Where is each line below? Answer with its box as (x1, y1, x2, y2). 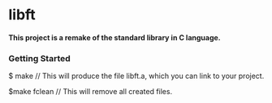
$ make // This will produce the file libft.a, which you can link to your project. (8, 71, 265, 81)
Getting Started (8, 52, 71, 64)
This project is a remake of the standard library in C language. (8, 32, 221, 42)
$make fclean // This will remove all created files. (8, 87, 173, 97)
